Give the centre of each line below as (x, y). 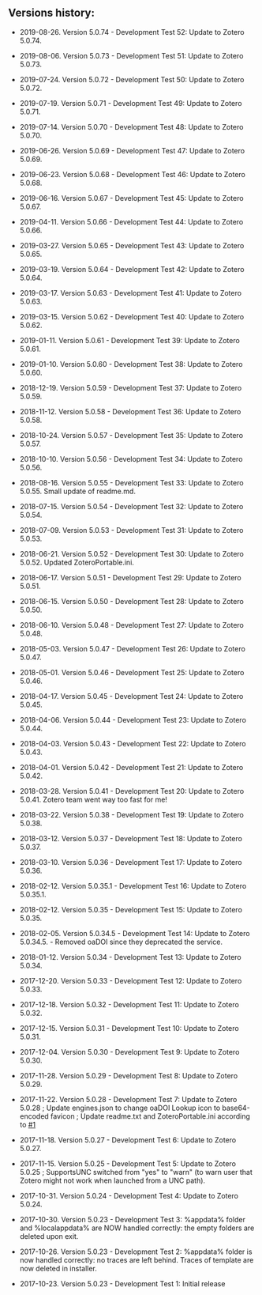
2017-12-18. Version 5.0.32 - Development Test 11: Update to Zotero (129, 1004)
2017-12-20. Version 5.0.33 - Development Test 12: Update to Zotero (131, 980)
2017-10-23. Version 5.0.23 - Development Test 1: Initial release (122, 1283)
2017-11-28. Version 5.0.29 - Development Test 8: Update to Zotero (129, 1075)
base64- (236, 1108)
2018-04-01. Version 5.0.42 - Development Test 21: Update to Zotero (131, 767)
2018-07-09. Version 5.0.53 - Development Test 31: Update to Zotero (131, 530)
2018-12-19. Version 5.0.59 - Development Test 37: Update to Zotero (131, 387)
